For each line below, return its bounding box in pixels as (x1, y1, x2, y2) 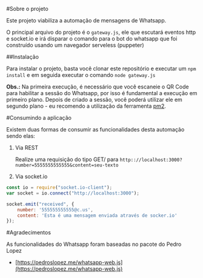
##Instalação (6, 53, 39, 60)
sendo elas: (6, 133, 35, 139)
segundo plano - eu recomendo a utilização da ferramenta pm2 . (6, 102, 167, 110)
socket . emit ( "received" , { (6, 201, 75, 207)
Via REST (15, 144, 39, 151)
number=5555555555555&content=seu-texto (15, 162, 119, 168)
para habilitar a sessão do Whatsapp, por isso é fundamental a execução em (6, 90, 198, 96)
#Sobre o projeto (6, 5, 48, 12)
